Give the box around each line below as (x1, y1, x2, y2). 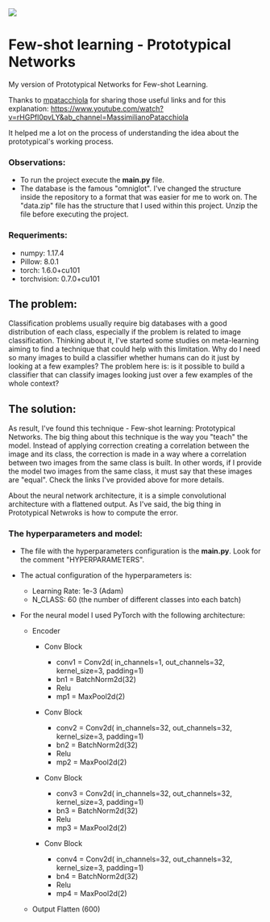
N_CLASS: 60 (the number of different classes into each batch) (31, 595, 242, 604)
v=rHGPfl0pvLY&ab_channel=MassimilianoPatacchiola (8, 112, 189, 122)
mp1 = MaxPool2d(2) (56, 692, 126, 701)
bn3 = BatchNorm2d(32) (56, 806, 139, 815)
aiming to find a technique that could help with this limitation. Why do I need (8, 344, 260, 354)
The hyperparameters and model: (8, 528, 143, 540)
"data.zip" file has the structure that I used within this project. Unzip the (19, 201, 258, 211)
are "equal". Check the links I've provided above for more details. (8, 475, 224, 485)
